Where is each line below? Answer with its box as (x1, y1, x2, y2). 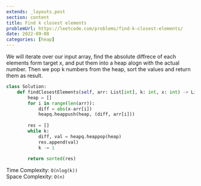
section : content (6, 14, 50, 20)
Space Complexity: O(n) (6, 173, 65, 180)
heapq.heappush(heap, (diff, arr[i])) (38, 111, 135, 117)
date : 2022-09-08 (6, 31, 50, 37)
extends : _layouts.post (6, 8, 66, 15)
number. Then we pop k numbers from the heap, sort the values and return (6, 66, 191, 72)
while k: (28, 128, 50, 134)
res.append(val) (38, 139, 79, 145)
